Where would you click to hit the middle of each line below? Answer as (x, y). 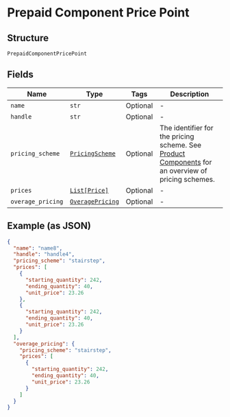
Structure (28, 38)
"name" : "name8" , (38, 248)
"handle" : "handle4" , (44, 254)
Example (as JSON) (49, 226)
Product (172, 154)
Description (190, 94)
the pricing (177, 136)
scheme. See (181, 145)
